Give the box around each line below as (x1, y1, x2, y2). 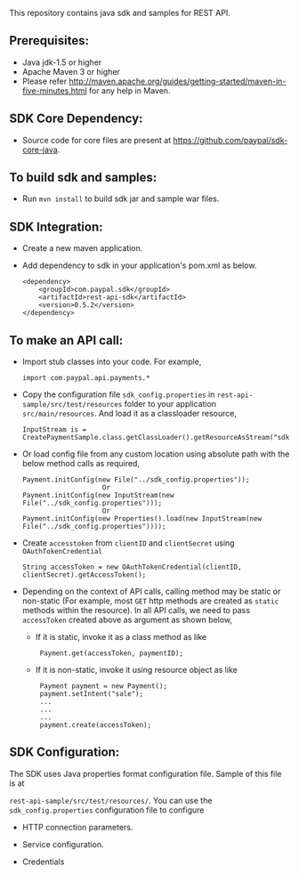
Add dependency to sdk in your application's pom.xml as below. (21, 260, 257, 271)
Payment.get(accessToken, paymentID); (39, 649, 184, 658)
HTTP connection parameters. (21, 821, 133, 832)
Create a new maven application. (21, 243, 143, 254)
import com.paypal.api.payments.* (21, 374, 150, 383)
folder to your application (124, 399, 216, 409)
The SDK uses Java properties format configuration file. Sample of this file (9, 768, 282, 779)
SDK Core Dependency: (9, 111, 143, 126)
